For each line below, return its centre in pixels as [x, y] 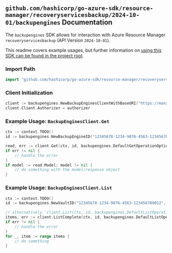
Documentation [87, 22]
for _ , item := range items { [38, 236]
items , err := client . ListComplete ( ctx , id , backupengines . [71, 217]
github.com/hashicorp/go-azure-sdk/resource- [79, 8]
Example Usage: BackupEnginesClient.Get [57, 121]
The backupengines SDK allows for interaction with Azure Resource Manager [85, 35]
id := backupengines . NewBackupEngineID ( [49, 137]
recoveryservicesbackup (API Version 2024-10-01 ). [58, 40]
